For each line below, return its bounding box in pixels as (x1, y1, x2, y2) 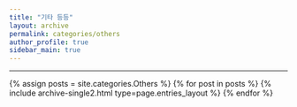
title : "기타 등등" (9, 12, 73, 22)
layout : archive (9, 21, 69, 30)
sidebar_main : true (9, 46, 81, 55)
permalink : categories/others (9, 29, 121, 38)
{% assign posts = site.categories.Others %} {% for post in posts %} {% (9, 79, 272, 89)
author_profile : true (9, 37, 89, 47)
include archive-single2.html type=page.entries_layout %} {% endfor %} (9, 88, 274, 98)
